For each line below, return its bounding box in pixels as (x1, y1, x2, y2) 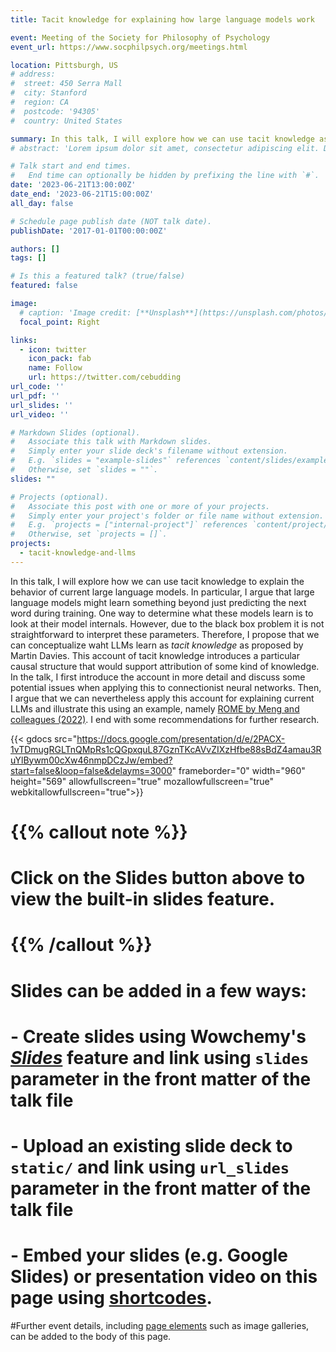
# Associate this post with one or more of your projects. (10, 501, 271, 511)
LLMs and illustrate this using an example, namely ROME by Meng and (10, 702, 300, 715)
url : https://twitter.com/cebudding (28, 372, 182, 383)
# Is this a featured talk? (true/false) (10, 271, 186, 281)
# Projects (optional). (10, 492, 110, 502)
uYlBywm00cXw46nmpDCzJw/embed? (10, 754, 173, 766)
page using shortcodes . (10, 1287, 213, 1310)
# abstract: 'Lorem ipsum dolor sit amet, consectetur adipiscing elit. (10, 143, 320, 153)
